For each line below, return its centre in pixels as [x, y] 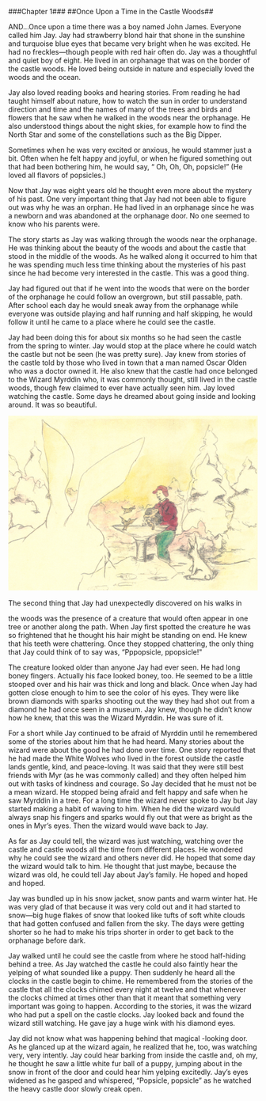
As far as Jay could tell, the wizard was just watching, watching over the [126, 841]
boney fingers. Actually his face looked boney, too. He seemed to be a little [131, 676]
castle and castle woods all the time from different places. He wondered [125, 849]
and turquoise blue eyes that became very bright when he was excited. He [129, 44]
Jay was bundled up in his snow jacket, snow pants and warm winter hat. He [133, 898]
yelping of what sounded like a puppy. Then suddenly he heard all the [122, 973]
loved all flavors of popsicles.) [57, 175]
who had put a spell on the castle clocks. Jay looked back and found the [126, 1015]
